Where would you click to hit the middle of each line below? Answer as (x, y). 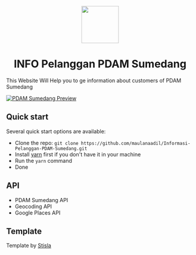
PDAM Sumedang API (41, 200)
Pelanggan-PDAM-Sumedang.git (51, 149)
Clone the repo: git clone (46, 143)
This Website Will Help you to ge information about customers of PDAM (94, 80)
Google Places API (38, 212)
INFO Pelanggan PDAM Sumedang (100, 64)
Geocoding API (33, 206)
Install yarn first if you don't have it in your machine (78, 154)
